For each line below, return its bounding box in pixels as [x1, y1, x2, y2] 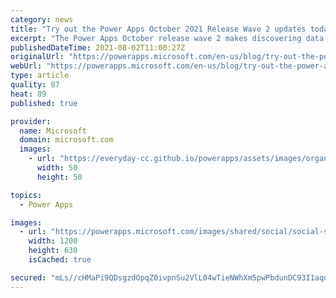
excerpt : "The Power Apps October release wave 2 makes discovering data [10, 33, 325, 43]
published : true [10, 98, 78, 108]
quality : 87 [10, 80, 60, 90]
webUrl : [10, 61, 43, 71]
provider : [10, 116, 52, 126]
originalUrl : [10, 52, 65, 62]
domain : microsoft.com [19, 135, 114, 145]
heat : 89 [10, 89, 47, 99]
